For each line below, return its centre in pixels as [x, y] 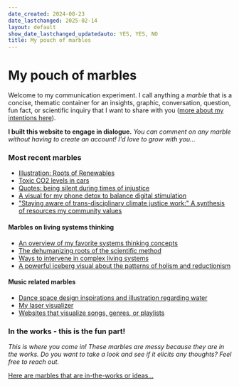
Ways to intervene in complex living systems [83, 258]
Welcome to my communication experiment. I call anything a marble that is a [120, 95]
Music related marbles [42, 282]
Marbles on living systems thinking [61, 227]
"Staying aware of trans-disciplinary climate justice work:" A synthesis [121, 203]
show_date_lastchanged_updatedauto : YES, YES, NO [83, 34]
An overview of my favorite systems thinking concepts [98, 243]
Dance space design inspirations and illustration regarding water [113, 297]
